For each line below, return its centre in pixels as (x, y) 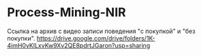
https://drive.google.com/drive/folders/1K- (96, 38)
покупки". (21, 38)
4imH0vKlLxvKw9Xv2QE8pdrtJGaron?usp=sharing (79, 45)
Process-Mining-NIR (67, 12)
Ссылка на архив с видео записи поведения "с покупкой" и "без (101, 31)
